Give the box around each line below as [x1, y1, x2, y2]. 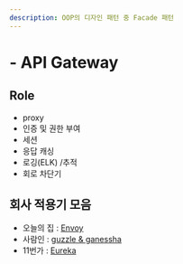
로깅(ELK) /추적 [22, 156, 78, 167]
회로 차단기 [22, 168, 62, 179]
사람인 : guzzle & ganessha [22, 234, 122, 245]
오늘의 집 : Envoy [22, 222, 84, 233]
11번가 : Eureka [22, 245, 77, 256]
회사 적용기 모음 [9, 197, 92, 212]
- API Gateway [9, 52, 119, 72]
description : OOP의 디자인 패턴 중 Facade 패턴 [9, 13, 174, 23]
